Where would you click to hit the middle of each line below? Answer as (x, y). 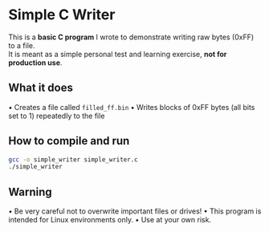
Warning (30, 191)
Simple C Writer (62, 15)
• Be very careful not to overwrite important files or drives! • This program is (135, 211)
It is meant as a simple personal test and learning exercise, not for (118, 54)
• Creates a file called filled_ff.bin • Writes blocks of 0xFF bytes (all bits (132, 107)
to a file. (22, 45)
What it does (41, 88)
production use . (35, 63)
